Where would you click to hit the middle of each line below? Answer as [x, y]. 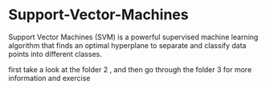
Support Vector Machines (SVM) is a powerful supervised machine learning [133, 37]
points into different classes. [55, 54]
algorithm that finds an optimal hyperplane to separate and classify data [127, 45]
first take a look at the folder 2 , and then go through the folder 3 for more [130, 69]
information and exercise [49, 78]
